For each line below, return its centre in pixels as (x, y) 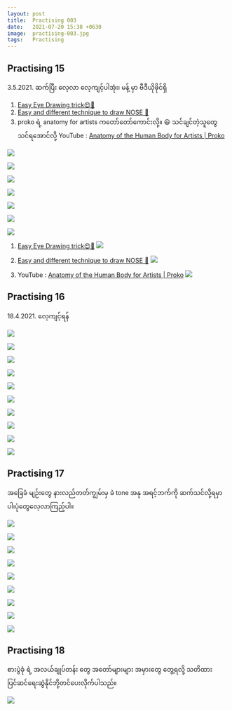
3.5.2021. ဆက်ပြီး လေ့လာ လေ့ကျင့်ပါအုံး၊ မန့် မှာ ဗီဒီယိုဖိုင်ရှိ (87, 87)
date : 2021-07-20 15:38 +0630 (54, 27)
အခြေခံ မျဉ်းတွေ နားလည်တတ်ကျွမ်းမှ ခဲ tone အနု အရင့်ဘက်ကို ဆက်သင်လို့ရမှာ (115, 492)
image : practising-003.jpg (48, 33)
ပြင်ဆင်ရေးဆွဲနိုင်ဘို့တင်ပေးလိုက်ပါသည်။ (62, 683)
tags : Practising (36, 40)
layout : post (26, 14)
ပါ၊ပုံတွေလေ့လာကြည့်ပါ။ (41, 506)
